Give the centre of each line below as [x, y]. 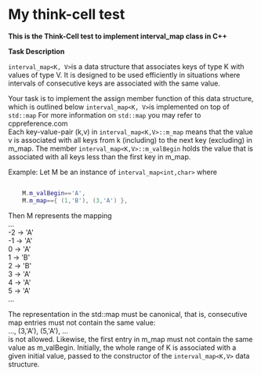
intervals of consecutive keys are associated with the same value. [114, 83]
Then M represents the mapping [60, 215]
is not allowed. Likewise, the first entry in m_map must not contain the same [130, 339]
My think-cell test [67, 15]
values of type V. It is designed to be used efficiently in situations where [124, 75]
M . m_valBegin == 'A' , [54, 193]
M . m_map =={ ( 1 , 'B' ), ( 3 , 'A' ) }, [75, 200]
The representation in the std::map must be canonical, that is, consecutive [128, 314]
